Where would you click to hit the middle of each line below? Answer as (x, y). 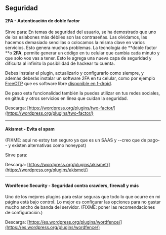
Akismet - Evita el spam (30, 129)
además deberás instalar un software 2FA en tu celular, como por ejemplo (80, 78)
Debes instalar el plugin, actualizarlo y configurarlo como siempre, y (75, 73)
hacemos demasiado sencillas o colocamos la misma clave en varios (75, 42)
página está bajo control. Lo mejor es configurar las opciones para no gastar (83, 202)
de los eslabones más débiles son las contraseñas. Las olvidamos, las (76, 37)
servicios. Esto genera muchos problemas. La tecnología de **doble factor (81, 47)
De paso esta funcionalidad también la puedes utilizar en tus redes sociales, (83, 93)
